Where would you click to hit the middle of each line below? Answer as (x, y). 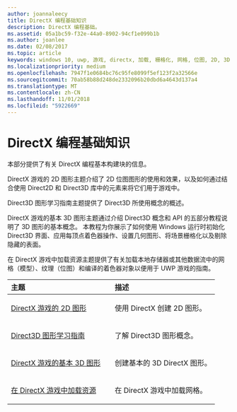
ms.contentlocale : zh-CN (44, 93)
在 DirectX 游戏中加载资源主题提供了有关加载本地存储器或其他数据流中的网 (116, 259)
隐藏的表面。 (26, 244)
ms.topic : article (34, 54)
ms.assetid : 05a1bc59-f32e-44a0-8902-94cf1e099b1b (83, 34)
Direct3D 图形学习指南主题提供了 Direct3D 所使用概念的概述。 (98, 203)
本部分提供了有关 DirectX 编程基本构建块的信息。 (79, 164)
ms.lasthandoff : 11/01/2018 (49, 100)
